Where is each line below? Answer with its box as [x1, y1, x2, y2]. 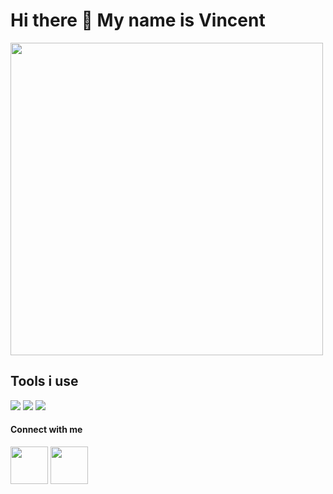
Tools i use [10, 373, 79, 390]
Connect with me [10, 424, 83, 436]
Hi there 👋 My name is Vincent [10, 9, 266, 32]
